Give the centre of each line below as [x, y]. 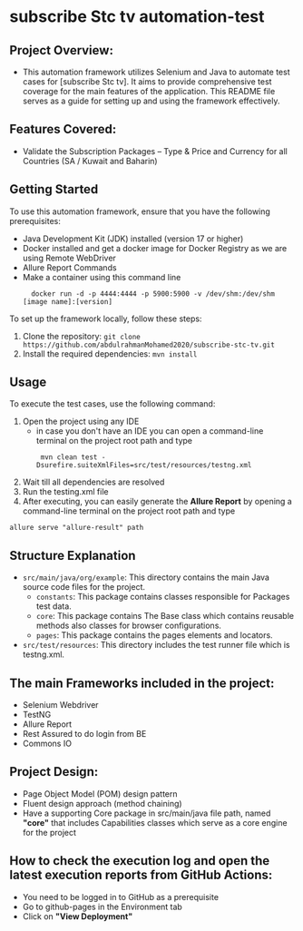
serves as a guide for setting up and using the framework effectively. [151, 101]
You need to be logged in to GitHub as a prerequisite [121, 897]
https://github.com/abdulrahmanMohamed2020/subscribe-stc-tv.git [148, 345]
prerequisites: [35, 220]
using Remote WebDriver [69, 258]
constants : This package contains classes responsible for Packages [163, 597]
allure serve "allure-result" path [77, 528]
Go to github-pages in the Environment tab [103, 906]
